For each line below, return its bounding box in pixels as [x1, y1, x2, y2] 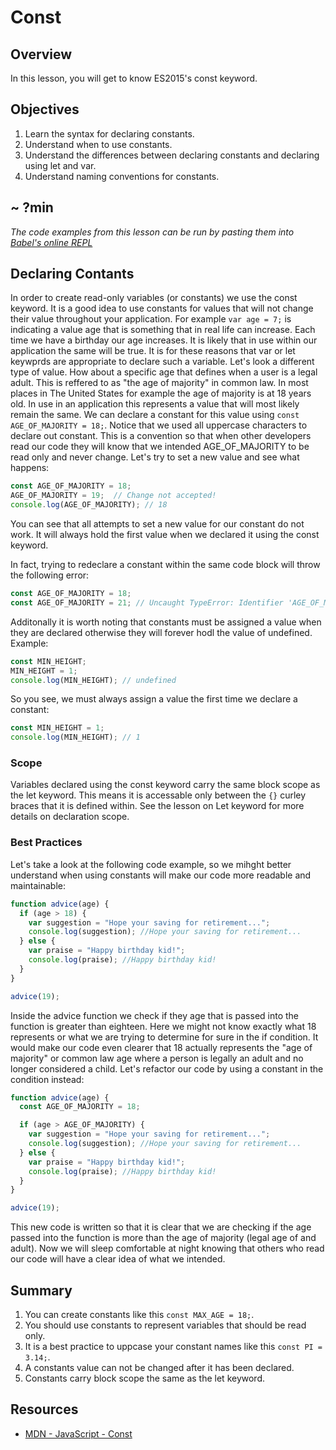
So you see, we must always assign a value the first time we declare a [10, 693, 298, 705]
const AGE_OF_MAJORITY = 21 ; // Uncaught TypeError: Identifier [10, 597, 284, 608]
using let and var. [24, 159, 97, 171]
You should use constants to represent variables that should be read [24, 1319, 307, 1331]
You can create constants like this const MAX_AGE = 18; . [24, 1308, 255, 1320]
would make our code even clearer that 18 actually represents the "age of [10, 1041, 313, 1053]
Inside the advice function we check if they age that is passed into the [10, 1009, 300, 1021]
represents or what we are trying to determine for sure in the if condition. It [10, 1031, 319, 1043]
